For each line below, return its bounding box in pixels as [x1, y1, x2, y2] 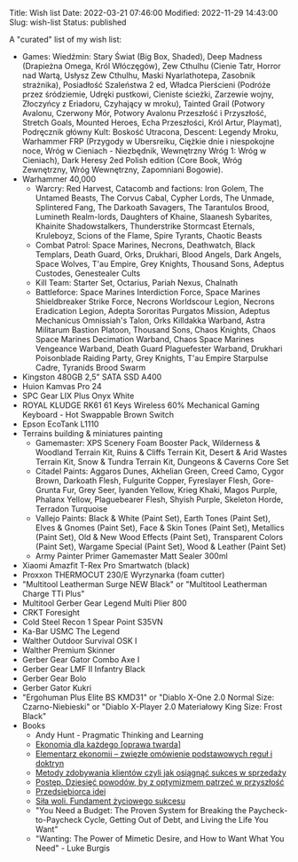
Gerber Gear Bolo [21, 673, 87, 684]
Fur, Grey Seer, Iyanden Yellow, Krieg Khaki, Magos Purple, [62, 485, 278, 495]
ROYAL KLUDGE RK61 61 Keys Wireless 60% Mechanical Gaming [21, 400, 260, 411]
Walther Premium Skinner [21, 645, 115, 655]
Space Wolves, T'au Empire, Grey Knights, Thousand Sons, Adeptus [35, 259, 285, 269]
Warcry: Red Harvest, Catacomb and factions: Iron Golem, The [35, 184, 264, 193]
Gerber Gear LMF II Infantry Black [21, 664, 145, 674]
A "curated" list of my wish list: [9, 35, 122, 44]
